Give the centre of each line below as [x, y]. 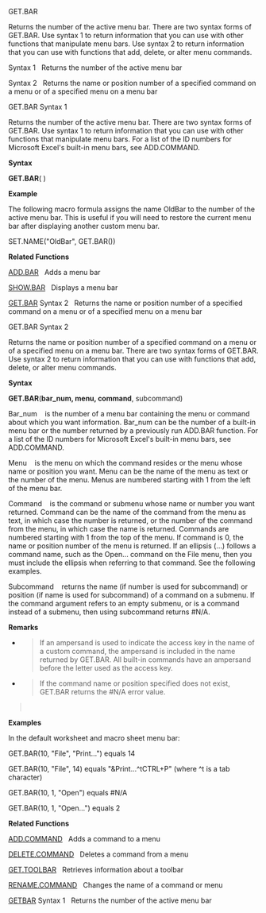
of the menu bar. [35, 488]
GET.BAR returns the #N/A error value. [102, 692]
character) [25, 777]
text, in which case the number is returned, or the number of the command [130, 520]
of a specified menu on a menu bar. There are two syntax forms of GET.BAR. [133, 350]
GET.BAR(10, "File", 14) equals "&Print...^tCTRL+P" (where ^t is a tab [119, 769]
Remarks [23, 627]
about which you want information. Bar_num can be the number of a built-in [132, 422]
